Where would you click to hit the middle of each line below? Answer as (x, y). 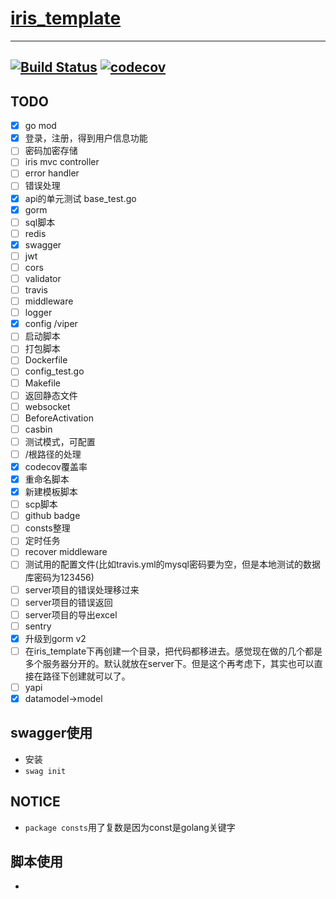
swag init (45, 771)
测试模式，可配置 (60, 441)
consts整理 (47, 528)
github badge (52, 516)
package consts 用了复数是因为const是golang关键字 (130, 827)
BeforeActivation (59, 418)
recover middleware (66, 552)
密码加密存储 (51, 151)
